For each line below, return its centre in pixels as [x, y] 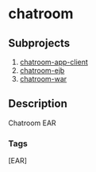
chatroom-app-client [54, 62]
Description [38, 104]
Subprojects [39, 43]
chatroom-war [43, 79]
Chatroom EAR [33, 123]
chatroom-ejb [42, 71]
